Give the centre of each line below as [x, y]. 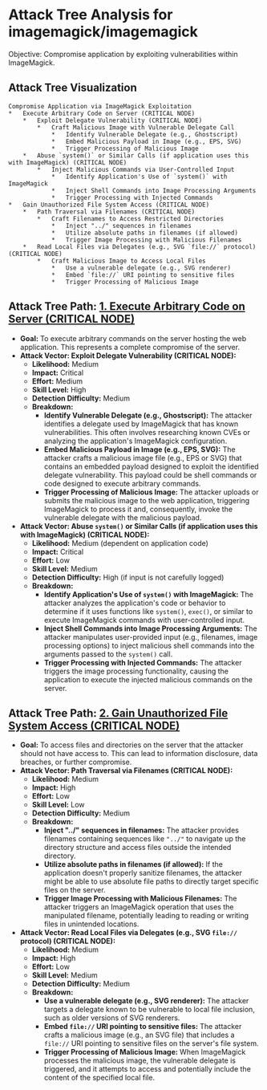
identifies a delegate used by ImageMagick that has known [141, 424]
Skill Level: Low [58, 805]
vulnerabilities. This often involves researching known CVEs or [147, 432]
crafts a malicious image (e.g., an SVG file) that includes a [139, 1035]
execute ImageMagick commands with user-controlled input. [144, 620]
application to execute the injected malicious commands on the [148, 679]
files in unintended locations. [91, 924]
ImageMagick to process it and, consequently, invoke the [138, 509]
